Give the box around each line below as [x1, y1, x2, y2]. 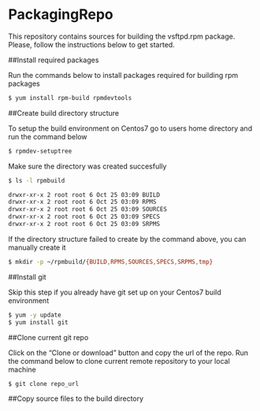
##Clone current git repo [8, 332, 89, 342]
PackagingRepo [8, 6, 113, 24]
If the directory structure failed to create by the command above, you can [8, 234, 247, 243]
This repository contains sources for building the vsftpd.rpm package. [8, 31, 236, 41]
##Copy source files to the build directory [8, 394, 144, 403]
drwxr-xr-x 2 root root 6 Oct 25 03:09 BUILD [8, 191, 160, 198]
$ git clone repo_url [8, 380, 80, 387]
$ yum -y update [8, 311, 61, 319]
